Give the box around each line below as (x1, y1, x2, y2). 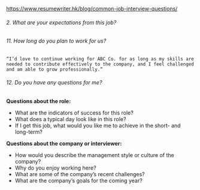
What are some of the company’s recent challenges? (14, 171, 145, 178)
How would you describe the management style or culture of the (14, 152, 175, 159)
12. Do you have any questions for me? (6, 79, 102, 86)
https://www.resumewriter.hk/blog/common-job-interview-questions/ (6, 5, 178, 12)
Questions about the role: (6, 98, 71, 105)
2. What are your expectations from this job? (6, 19, 117, 26)
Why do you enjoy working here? (14, 164, 97, 171)
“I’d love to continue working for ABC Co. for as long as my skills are (6, 56, 195, 62)
